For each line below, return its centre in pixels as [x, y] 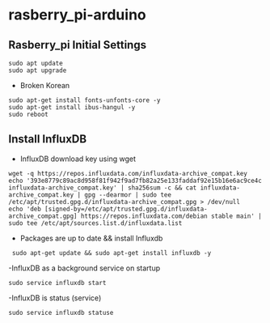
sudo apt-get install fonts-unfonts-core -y [84, 100]
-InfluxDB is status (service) [55, 298]
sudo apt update [36, 63]
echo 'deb [25, 209]
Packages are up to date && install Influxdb [91, 238]
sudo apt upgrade [38, 70]
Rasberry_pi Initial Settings [78, 45]
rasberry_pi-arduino [78, 15]
